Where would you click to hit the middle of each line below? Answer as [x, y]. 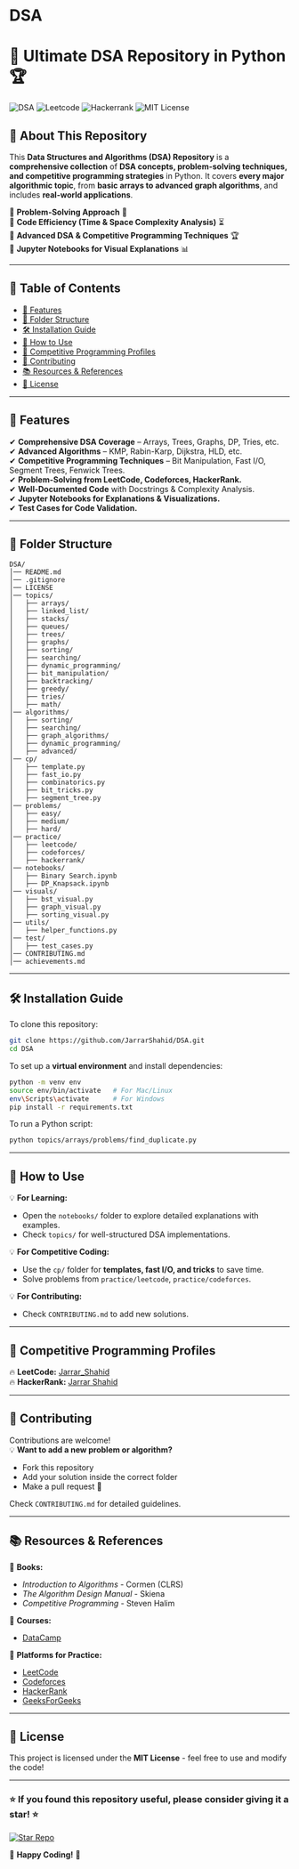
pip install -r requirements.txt [71, 1107]
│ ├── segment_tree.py [55, 798]
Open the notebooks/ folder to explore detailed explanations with [141, 1216]
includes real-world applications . [71, 194]
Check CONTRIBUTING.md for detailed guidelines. [95, 1503]
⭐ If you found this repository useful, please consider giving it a [149, 1800]
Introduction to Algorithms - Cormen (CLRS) [103, 1584]
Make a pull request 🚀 [62, 1486]
